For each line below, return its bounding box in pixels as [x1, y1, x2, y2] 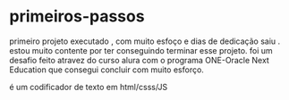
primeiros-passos [9, 6, 145, 27]
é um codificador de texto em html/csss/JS [9, 81, 168, 92]
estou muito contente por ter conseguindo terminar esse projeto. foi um [9, 45, 273, 55]
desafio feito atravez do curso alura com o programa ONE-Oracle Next [9, 54, 270, 65]
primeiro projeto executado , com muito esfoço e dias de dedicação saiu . [9, 36, 281, 46]
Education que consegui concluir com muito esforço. [9, 64, 204, 75]
